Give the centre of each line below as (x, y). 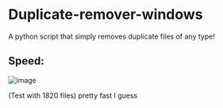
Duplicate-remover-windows (106, 15)
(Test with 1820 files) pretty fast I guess (73, 95)
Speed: (27, 61)
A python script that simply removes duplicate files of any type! (112, 36)
